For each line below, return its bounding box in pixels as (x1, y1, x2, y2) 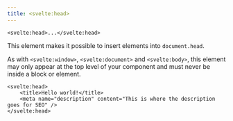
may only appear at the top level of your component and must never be (7, 62, 210, 70)
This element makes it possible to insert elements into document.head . (7, 41, 205, 49)
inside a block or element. (7, 70, 81, 78)
